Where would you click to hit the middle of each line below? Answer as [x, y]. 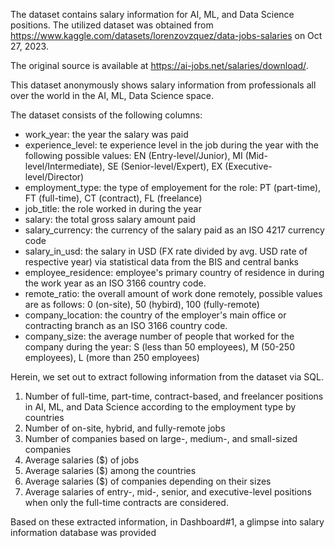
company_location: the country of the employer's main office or [155, 315]
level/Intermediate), [65, 166]
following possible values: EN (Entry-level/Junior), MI [133, 155]
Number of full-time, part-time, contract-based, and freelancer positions [174, 396]
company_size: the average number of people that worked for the [159, 336]
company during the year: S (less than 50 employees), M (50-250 [159, 347]
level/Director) [54, 177]
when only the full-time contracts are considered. [126, 502]
